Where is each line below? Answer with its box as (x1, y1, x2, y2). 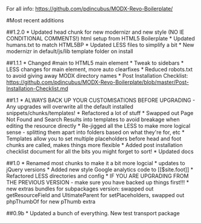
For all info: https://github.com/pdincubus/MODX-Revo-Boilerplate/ (6, 5, 173, 12)
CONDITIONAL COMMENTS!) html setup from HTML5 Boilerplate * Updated (6, 35, 195, 42)
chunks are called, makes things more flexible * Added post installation (6, 142, 183, 148)
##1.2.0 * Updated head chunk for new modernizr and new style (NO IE (6, 28, 185, 36)
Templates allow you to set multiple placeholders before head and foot (6, 135, 182, 142)
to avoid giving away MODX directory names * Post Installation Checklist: (6, 72, 188, 79)
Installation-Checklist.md (6, 85, 68, 92)
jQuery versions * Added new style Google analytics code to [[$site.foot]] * (6, 166, 194, 173)
